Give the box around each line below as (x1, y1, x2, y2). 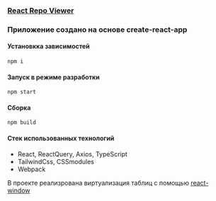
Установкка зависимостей (7, 42, 90, 51)
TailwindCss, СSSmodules (17, 157, 94, 166)
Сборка (7, 103, 31, 112)
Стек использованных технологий (7, 134, 115, 143)
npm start (7, 88, 37, 96)
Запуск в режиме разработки (7, 73, 101, 81)
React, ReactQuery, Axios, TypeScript (17, 149, 127, 158)
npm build (7, 119, 37, 126)
